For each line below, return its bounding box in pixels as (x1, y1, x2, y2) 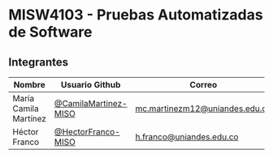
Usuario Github (60, 79, 121, 90)
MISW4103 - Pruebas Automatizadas (8, 6, 263, 24)
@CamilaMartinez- (54, 98, 128, 109)
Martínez (12, 113, 47, 124)
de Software (8, 23, 93, 41)
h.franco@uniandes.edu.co (135, 131, 239, 143)
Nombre (13, 79, 46, 90)
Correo (189, 79, 218, 90)
